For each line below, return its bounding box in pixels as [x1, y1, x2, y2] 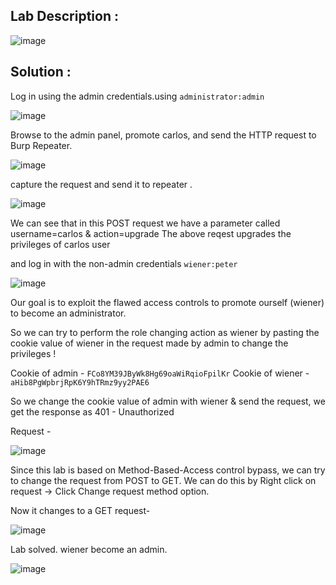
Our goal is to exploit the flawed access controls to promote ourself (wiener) [10, 296, 325, 308]
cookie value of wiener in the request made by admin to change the [10, 337, 289, 349]
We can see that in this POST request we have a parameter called [10, 217, 281, 229]
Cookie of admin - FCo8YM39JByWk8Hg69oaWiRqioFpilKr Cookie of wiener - [10, 367, 310, 379]
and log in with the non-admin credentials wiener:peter [10, 257, 238, 269]
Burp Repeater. [10, 139, 73, 151]
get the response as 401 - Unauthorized [10, 405, 175, 418]
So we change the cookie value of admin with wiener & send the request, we [10, 395, 326, 407]
